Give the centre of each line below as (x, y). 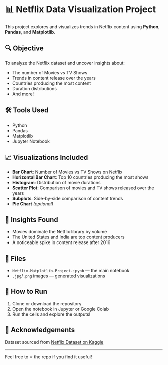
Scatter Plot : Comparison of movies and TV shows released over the (83, 188)
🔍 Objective (24, 48)
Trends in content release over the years (54, 78)
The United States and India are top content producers (68, 237)
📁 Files (16, 258)
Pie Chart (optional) (33, 204)
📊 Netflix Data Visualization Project (81, 9)
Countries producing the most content (52, 83)
